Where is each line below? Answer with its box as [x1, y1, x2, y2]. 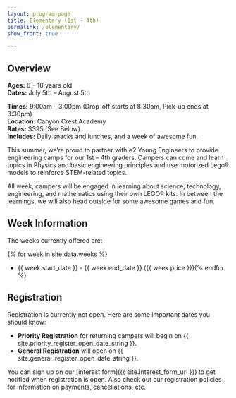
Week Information [7, 217, 88, 229]
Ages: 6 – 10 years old [7, 81, 73, 90]
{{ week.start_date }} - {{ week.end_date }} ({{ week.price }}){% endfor [17, 263, 224, 272]
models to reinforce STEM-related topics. [7, 169, 128, 177]
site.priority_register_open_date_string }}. [17, 339, 137, 347]
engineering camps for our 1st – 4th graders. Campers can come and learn [7, 153, 224, 162]
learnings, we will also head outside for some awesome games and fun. [7, 197, 215, 205]
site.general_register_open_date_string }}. [17, 354, 139, 362]
